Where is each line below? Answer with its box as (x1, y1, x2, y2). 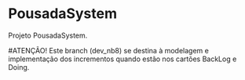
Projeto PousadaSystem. (8, 31, 88, 40)
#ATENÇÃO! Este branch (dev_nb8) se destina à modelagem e (8, 45, 210, 55)
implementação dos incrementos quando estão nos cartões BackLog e (8, 54, 237, 64)
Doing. (8, 62, 30, 71)
